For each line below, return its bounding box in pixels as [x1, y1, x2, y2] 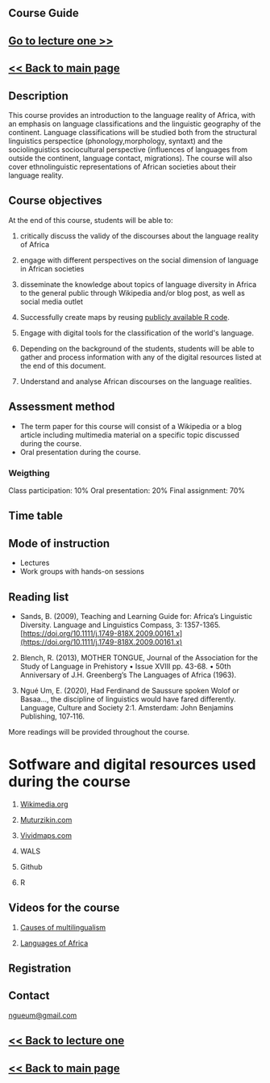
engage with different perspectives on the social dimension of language [19, 255, 260, 265]
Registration [8, 962, 72, 976]
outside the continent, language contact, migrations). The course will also [8, 153, 252, 162]
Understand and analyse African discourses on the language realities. [19, 376, 252, 386]
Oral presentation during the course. [19, 447, 141, 457]
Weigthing [8, 467, 50, 478]
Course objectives [8, 194, 102, 208]
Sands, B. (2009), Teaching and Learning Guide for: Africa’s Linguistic [19, 611, 252, 621]
